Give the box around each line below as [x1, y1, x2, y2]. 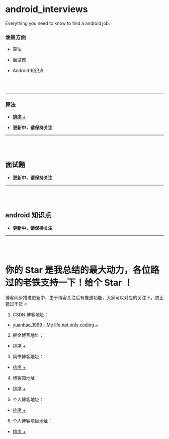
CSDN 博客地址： [12, 311, 49, 318]
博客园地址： [12, 375, 39, 381]
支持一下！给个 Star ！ [40, 277, 133, 288]
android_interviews [5, 4, 88, 15]
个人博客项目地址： [12, 418, 53, 424]
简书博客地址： [12, 354, 44, 360]
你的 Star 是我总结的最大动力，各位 [5, 265, 151, 276]
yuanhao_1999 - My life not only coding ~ [12, 322, 99, 328]
